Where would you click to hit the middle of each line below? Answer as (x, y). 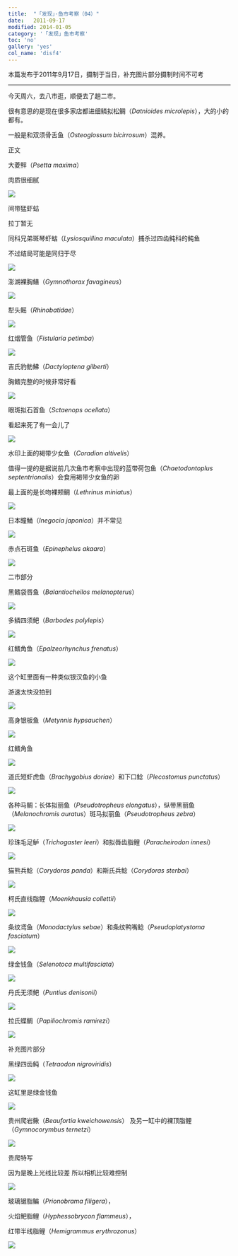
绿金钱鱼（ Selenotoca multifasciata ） (63, 964)
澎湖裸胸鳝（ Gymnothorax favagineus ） (67, 281)
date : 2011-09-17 (37, 21)
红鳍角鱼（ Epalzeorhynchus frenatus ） (65, 649)
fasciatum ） (26, 936)
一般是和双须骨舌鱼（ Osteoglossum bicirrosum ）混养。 (89, 134)
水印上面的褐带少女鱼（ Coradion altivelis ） (71, 453)
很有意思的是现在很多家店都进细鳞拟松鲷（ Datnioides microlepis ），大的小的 (118, 111)
